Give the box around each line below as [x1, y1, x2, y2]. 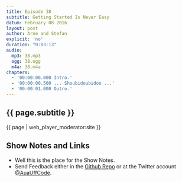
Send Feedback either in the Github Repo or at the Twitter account [14, 162, 176, 170]
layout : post [6, 25, 38, 31]
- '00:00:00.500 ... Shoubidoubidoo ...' [11, 81, 115, 87]
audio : [6, 47, 22, 53]
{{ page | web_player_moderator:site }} [6, 123, 101, 130]
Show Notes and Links [6, 141, 90, 151]
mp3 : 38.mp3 [11, 53, 41, 59]
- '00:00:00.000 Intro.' [11, 75, 73, 81]
